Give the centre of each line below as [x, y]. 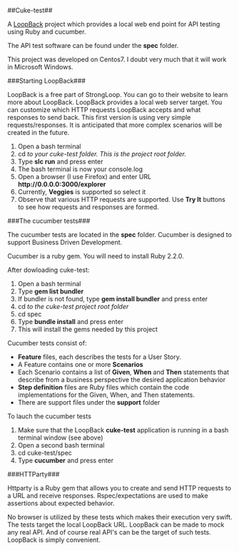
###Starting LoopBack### [46, 81]
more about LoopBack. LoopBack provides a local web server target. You [115, 102]
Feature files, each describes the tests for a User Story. [100, 357]
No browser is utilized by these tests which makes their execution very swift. [120, 517]
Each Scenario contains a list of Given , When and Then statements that [123, 372]
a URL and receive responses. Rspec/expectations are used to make [108, 496]
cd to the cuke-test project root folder [73, 307]
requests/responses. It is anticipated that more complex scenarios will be [115, 125]
